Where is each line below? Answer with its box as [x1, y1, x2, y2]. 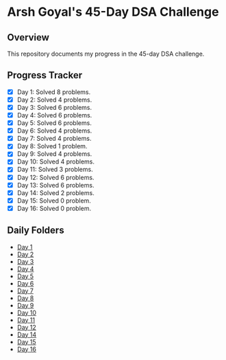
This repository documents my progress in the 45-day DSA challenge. [7, 49, 205, 58]
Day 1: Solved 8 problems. [16, 87, 91, 96]
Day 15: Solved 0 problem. [16, 196, 91, 205]
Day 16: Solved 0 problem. [16, 204, 91, 212]
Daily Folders [7, 225, 64, 236]
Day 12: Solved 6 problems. [16, 173, 95, 181]
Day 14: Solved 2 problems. [16, 188, 95, 196]
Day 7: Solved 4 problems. [16, 135, 92, 143]
